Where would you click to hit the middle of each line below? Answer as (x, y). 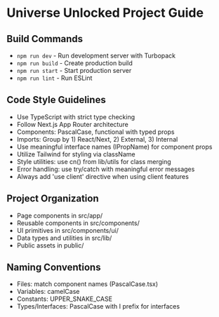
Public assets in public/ (50, 245)
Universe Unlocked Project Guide (105, 13)
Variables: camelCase (48, 292)
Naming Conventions (54, 268)
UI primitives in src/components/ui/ (67, 230)
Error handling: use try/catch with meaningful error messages (106, 169)
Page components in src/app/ (60, 215)
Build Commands (45, 39)
